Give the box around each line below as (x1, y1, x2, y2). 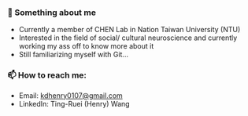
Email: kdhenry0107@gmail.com (18, 90, 123, 100)
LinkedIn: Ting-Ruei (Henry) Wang (18, 99, 131, 108)
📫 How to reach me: (7, 70, 87, 81)
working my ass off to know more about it (18, 42, 154, 51)
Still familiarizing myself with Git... (18, 50, 129, 60)
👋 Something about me (7, 7, 96, 18)
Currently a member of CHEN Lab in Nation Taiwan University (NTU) (18, 25, 241, 34)
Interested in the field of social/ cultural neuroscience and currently (18, 33, 238, 42)
